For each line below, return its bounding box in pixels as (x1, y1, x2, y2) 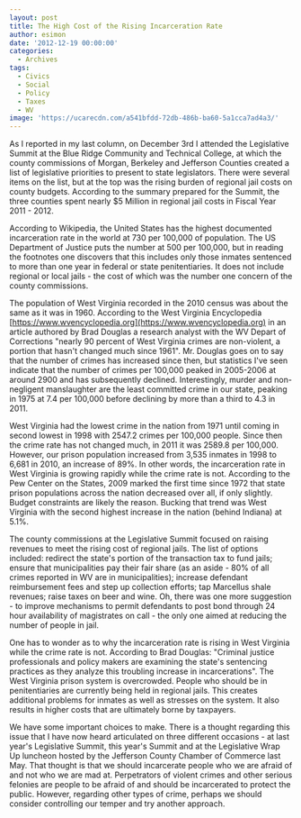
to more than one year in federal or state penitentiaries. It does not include (9, 261, 285, 272)
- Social (17, 80, 50, 89)
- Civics (17, 72, 50, 81)
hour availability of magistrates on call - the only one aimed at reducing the (9, 610, 288, 622)
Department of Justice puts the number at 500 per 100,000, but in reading (9, 242, 284, 253)
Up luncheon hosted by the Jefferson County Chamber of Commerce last (9, 750, 281, 761)
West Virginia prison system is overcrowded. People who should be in (9, 676, 268, 686)
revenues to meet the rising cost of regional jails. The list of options (9, 543, 259, 554)
